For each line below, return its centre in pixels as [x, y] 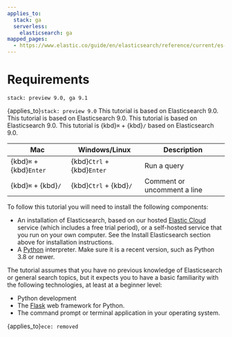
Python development [47, 298]
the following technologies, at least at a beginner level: [85, 285]
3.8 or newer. [36, 256]
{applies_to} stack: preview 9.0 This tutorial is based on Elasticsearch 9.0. [113, 110]
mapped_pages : [28, 39]
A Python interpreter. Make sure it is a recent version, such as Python [116, 249]
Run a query [164, 165]
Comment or [165, 181]
